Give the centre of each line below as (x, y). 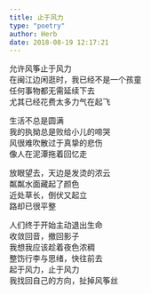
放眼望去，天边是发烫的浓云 (60, 173)
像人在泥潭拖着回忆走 (48, 154)
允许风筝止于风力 (40, 68)
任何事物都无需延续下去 (52, 91)
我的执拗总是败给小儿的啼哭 (60, 132)
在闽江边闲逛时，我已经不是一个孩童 (75, 80)
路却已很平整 (32, 206)
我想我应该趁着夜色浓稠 (52, 247)
